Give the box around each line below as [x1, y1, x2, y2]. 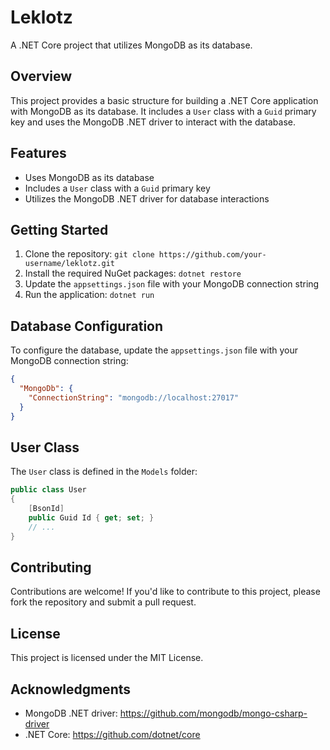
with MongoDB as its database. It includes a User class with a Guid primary [10, 105, 317, 117]
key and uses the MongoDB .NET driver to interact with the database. [10, 116, 297, 128]
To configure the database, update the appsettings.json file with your [10, 344, 299, 356]
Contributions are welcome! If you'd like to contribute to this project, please [10, 586, 321, 598]
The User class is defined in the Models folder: [10, 466, 198, 478]
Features [10, 145, 67, 162]
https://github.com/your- [158, 250, 267, 260]
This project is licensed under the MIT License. [10, 652, 204, 664]
